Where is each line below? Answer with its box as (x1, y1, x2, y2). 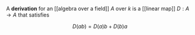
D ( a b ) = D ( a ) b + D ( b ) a (72, 23, 128, 30)
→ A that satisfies (6, 11, 49, 18)
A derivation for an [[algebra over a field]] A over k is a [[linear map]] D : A (6, 5, 190, 12)
